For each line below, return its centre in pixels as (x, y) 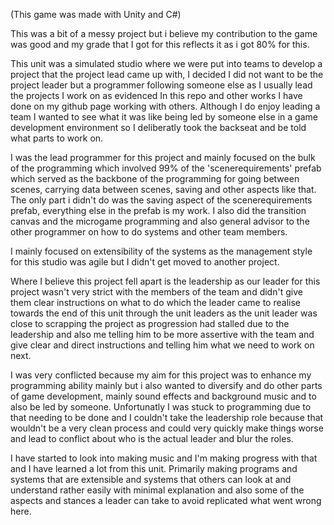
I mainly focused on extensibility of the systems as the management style (161, 251)
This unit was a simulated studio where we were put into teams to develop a (166, 63)
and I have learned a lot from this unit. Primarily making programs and (154, 468)
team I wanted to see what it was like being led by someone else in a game (164, 117)
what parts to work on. (57, 138)
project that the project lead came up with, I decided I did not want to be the (167, 74)
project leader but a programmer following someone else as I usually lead (161, 85)
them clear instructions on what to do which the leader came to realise (155, 302)
